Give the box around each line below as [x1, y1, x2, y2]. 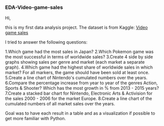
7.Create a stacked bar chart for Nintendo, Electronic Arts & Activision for [5, 90, 153, 97]
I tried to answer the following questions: [5, 39, 87, 45]
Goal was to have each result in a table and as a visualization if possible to [5, 110, 156, 116]
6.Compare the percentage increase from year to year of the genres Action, [5, 80, 158, 86]
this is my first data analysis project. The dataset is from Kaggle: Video [5, 25, 148, 30]
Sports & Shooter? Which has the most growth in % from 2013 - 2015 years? [5, 85, 159, 91]
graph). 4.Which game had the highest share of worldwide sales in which [5, 64, 153, 70]
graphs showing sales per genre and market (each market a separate [5, 59, 145, 65]
